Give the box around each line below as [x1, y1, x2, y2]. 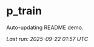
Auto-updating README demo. [6, 24, 84, 31]
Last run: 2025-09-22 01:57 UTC [6, 35, 89, 42]
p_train [6, 4, 42, 18]
